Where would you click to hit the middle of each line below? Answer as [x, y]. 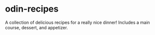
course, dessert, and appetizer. [37, 27]
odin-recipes [32, 9]
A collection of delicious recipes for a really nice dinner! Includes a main [77, 22]
